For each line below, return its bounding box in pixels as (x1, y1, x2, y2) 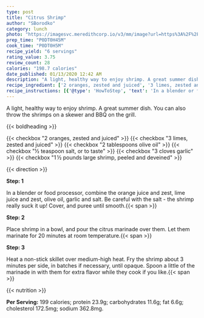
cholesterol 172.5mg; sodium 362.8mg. (6, 305, 104, 312)
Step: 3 (6, 243, 25, 251)
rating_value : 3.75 (6, 54, 56, 60)
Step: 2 (6, 214, 25, 221)
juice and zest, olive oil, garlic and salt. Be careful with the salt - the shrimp (6, 195, 194, 203)
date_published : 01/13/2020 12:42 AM (6, 71, 102, 77)
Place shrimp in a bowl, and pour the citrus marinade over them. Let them (6, 225, 190, 232)
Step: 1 (6, 177, 24, 184)
